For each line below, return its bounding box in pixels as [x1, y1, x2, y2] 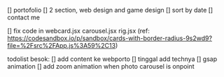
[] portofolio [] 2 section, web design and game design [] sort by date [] [7, 6, 213, 14]
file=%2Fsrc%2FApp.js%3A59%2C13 [7, 42, 116, 49]
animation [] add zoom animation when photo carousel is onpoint [7, 62, 195, 70]
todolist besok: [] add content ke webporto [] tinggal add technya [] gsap [7, 55, 218, 63]
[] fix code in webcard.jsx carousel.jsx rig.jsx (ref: [7, 27, 150, 35]
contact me [7, 13, 41, 22]
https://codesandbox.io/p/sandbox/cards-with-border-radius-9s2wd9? [7, 34, 212, 42]
